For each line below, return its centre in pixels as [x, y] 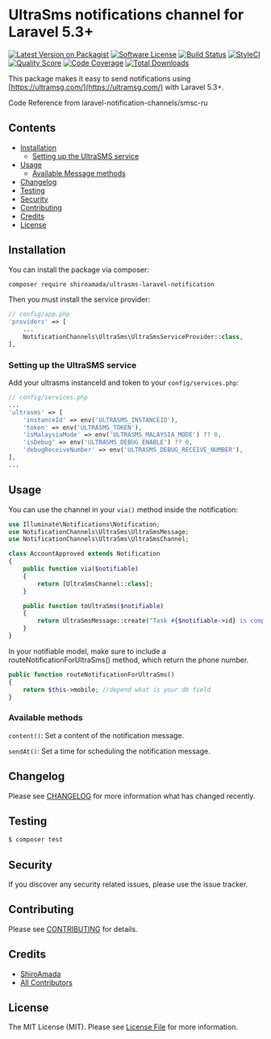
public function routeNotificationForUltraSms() [92, 674]
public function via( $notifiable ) [81, 569]
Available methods [46, 718]
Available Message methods [79, 173]
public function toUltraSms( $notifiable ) [93, 606]
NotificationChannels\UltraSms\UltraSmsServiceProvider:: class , [133, 337]
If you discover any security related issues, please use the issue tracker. [128, 884]
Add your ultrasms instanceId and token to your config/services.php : [124, 383]
